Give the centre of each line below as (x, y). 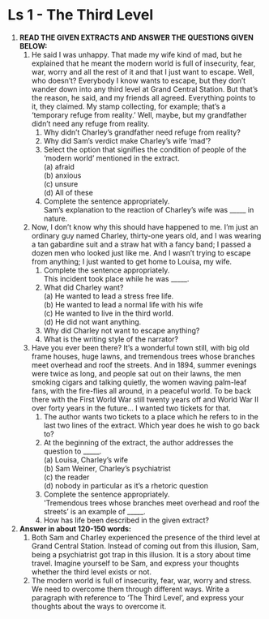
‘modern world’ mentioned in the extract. (111, 158)
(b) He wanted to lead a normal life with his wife (123, 304)
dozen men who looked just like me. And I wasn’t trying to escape (141, 252)
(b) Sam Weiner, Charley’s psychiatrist (107, 468)
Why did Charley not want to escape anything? (122, 330)
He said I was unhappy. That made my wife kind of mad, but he (137, 54)
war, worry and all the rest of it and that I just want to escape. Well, (143, 71)
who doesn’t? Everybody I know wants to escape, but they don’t (139, 80)
